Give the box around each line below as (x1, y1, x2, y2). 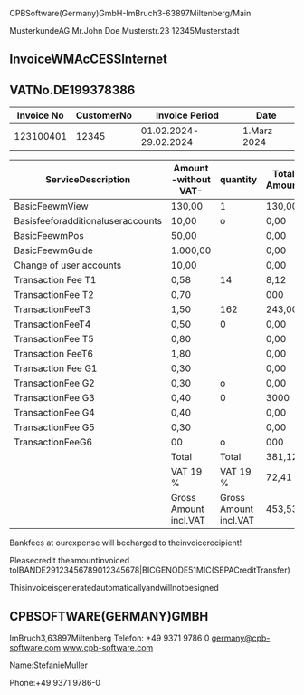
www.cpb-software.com (62, 642, 154, 653)
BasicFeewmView (14, 200, 89, 212)
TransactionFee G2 (14, 377, 95, 389)
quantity (220, 173, 258, 186)
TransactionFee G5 (14, 421, 95, 434)
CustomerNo (75, 109, 133, 122)
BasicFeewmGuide (14, 244, 93, 257)
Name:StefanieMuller (9, 660, 89, 671)
